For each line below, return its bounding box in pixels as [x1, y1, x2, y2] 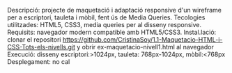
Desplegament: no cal [7, 58, 70, 65]
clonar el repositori [7, 35, 61, 44]
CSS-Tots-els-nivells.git [7, 43, 75, 51]
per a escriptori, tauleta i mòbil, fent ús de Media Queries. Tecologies [7, 13, 206, 22]
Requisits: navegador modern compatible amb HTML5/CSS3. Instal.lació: [7, 28, 217, 36]
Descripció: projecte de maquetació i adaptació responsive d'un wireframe [7, 6, 222, 14]
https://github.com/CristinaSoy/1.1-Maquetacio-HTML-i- [62, 35, 223, 44]
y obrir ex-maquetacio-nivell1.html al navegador [76, 43, 214, 51]
